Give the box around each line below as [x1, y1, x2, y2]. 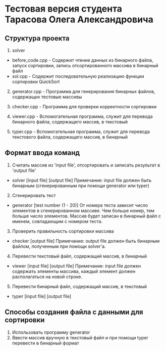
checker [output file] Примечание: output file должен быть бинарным [12, 238, 160, 244]
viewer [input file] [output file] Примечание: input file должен [12, 262, 141, 269]
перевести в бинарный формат [12, 340, 79, 346]
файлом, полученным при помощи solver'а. [12, 243, 106, 249]
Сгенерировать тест [12, 192, 56, 198]
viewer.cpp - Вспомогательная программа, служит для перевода [12, 113, 153, 119]
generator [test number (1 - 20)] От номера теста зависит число [12, 202, 148, 208]
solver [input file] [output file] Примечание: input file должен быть [12, 177, 152, 183]
